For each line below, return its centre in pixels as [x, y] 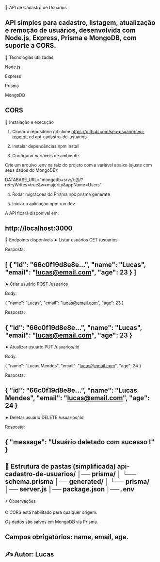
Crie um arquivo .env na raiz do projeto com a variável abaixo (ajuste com [79, 165]
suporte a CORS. [31, 45]
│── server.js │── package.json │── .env [70, 489]
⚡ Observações [20, 501]
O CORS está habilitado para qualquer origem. [51, 512]
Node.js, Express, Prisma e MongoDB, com [71, 38]
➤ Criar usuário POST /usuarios [37, 284]
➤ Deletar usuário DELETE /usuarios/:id [44, 417]
